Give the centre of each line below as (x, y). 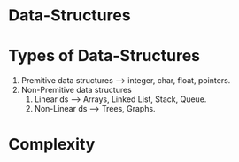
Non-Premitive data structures (76, 90)
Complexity (52, 145)
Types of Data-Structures (104, 56)
